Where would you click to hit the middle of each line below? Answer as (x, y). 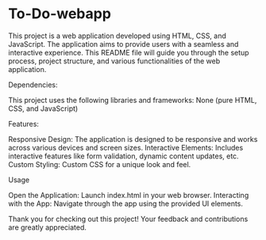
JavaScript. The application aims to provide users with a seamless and (123, 44)
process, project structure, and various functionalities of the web (114, 61)
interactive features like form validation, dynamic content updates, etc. (124, 156)
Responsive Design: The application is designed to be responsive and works (133, 139)
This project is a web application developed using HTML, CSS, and (117, 36)
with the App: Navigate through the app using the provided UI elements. (126, 204)
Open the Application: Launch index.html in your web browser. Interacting (129, 195)
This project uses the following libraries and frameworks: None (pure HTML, (133, 100)
